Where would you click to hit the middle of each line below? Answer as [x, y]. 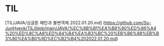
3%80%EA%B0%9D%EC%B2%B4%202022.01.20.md [61, 38]
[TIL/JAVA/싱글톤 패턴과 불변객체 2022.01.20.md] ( [55, 23]
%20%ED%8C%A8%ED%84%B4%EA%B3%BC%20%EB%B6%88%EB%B [82, 33]
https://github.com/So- [128, 23]
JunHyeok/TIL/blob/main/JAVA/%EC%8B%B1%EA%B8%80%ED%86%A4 [81, 28]
